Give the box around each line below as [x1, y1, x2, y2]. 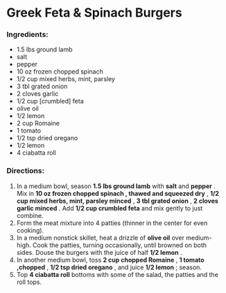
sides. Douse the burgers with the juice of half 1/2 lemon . [16, 248, 182, 256]
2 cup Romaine [16, 119, 60, 128]
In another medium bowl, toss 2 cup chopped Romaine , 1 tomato [16, 256, 205, 264]
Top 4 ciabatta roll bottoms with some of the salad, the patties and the [16, 270, 219, 278]
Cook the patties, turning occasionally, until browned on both [33, 241, 207, 249]
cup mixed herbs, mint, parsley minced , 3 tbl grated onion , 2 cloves [16, 196, 219, 205]
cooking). [16, 226, 44, 234]
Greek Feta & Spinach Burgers [6, 5, 182, 21]
